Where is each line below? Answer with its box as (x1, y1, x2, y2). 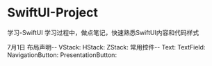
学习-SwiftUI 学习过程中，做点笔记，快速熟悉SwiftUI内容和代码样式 (7, 28, 199, 36)
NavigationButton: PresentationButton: (7, 50, 117, 59)
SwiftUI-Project (7, 5, 99, 21)
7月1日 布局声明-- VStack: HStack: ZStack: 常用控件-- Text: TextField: (7, 43, 206, 51)
